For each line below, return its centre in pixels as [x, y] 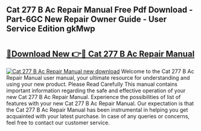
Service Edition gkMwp [51, 29]
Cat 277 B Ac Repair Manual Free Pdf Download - [100, 10]
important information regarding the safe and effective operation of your [96, 91]
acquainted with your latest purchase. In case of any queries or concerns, [98, 116]
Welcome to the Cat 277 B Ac [158, 71]
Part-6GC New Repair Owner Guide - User [87, 20]
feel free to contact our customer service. [58, 123]
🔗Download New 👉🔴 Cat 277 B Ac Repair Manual [101, 54]
